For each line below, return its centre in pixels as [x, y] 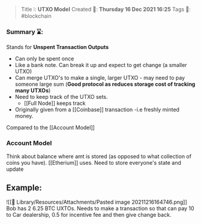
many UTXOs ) [33, 90]
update [15, 169]
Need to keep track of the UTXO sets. [61, 97]
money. [24, 116]
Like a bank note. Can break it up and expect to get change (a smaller [101, 65]
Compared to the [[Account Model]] [50, 128]
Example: [24, 188]
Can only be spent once [44, 59]
